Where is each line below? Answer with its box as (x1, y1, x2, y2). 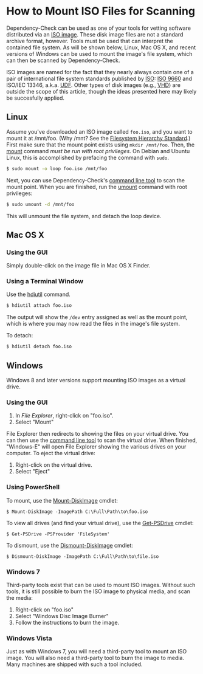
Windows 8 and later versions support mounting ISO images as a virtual (6, 377, 186, 384)
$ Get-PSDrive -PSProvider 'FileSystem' (6, 531, 111, 537)
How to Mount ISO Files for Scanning (6, 4, 196, 18)
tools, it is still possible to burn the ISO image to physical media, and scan (6, 588, 190, 595)
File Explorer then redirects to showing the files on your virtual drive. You (6, 430, 189, 438)
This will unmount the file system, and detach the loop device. (6, 212, 162, 219)
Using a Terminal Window (6, 277, 84, 286)
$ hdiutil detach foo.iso (6, 343, 72, 350)
